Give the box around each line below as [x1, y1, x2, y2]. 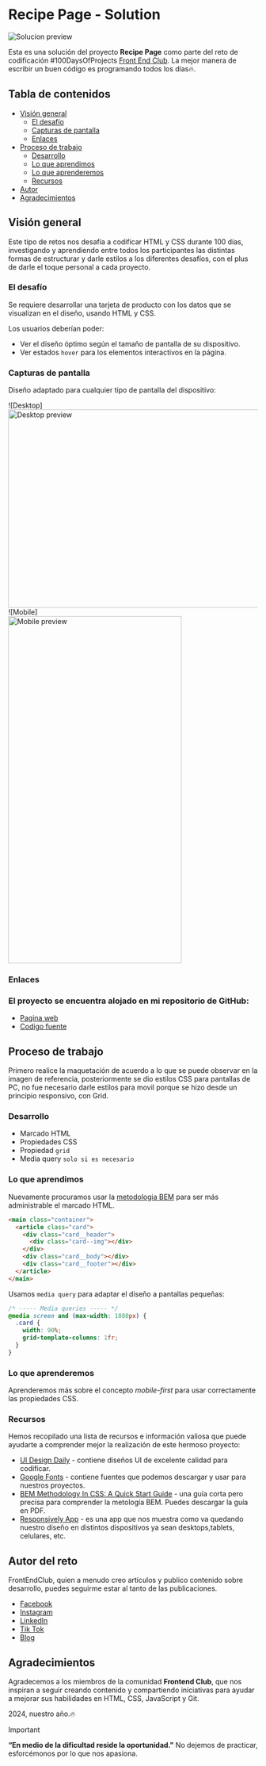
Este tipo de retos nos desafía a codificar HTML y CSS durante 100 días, [8, 236, 244, 247]
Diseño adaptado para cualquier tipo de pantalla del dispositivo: [8, 385, 216, 395]
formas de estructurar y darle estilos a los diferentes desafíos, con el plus [8, 254, 249, 263]
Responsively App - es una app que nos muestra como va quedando [19, 1515, 244, 1524]
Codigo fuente [19, 1021, 67, 1032]
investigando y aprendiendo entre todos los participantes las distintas [8, 245, 235, 255]
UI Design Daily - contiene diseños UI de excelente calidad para [19, 1455, 228, 1465]
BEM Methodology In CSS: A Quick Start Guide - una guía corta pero [19, 1489, 244, 1499]
